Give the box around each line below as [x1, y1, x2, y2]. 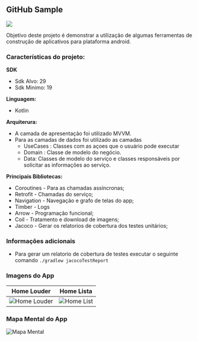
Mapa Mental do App [6, 314, 68, 323]
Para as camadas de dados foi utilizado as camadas [14, 136, 142, 144]
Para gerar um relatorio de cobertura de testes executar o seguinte [14, 250, 178, 257]
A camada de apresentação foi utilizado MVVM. [14, 130, 132, 137]
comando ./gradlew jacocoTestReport [14, 257, 108, 264]
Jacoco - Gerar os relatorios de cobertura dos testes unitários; [14, 222, 168, 230]
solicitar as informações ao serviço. [23, 161, 111, 168]
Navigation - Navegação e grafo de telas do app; [14, 197, 135, 204]
